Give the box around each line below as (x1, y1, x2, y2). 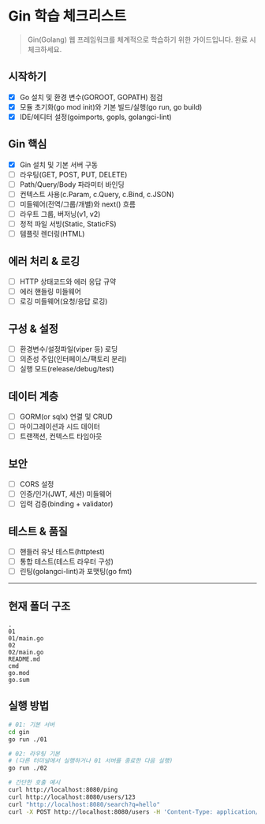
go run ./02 (8, 764, 47, 773)
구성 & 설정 (8, 322, 59, 335)
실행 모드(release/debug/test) (19, 364, 114, 374)
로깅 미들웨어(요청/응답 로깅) (19, 296, 108, 306)
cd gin (8, 728, 30, 736)
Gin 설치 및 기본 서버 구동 (19, 159, 99, 170)
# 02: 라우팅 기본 (8, 750, 61, 758)
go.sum (8, 676, 30, 684)
